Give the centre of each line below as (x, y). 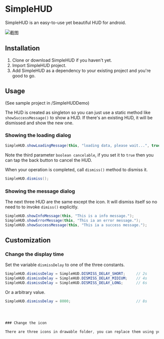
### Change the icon (26, 323)
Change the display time (35, 254)
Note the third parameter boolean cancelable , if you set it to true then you (79, 155)
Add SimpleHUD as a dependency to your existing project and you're (82, 70)
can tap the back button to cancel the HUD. (49, 160)
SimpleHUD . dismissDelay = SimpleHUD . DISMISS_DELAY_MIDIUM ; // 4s (76, 278)
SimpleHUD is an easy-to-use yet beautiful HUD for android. (66, 23)
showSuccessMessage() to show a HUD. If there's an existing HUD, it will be (79, 117)
